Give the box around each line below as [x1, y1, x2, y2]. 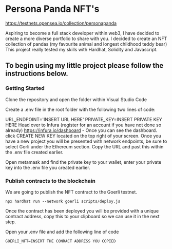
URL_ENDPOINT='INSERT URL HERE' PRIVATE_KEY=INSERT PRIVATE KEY [5, 116, 163, 122]
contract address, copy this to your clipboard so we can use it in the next [5, 213, 160, 219]
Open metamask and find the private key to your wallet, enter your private [5, 159, 162, 165]
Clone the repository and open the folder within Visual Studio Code [5, 96, 147, 103]
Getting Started [5, 85, 45, 92]
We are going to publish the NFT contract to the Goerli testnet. [5, 188, 138, 195]
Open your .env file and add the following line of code [5, 228, 119, 235]
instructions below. [5, 69, 68, 78]
